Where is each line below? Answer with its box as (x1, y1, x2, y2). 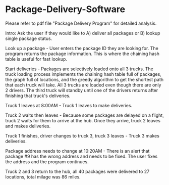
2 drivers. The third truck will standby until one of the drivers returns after (5, 87, 158, 93)
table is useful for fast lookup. (5, 56, 67, 62)
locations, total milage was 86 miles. (5, 173, 81, 180)
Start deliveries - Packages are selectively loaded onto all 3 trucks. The (5, 66, 154, 72)
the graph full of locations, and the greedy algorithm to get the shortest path (5, 76, 164, 82)
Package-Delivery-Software (5, 4, 125, 15)
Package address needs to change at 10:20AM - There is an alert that (5, 148, 150, 154)
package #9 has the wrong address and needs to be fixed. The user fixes (5, 153, 158, 159)
